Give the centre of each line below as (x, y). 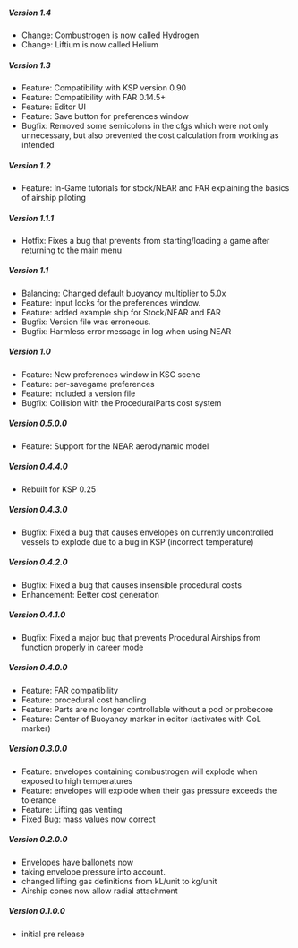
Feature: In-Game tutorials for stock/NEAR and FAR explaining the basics (155, 187)
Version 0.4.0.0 (38, 668)
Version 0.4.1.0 (37, 615)
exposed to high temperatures (77, 780)
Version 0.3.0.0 (38, 749)
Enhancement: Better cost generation (90, 594)
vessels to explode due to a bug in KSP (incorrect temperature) (137, 541)
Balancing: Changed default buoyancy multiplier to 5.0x (123, 293)
